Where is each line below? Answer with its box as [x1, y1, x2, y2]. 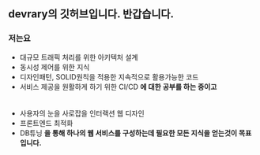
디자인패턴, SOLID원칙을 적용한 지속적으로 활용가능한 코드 [19, 72, 199, 81]
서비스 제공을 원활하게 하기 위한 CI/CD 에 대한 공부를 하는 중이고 [19, 82, 217, 91]
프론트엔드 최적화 [19, 118, 73, 127]
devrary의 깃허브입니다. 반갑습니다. [8, 7, 175, 21]
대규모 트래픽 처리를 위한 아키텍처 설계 [19, 52, 138, 61]
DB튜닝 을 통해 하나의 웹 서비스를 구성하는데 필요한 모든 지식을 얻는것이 [19, 128, 238, 138]
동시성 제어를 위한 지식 [19, 62, 90, 72]
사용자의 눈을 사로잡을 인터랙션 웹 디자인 [19, 109, 145, 118]
